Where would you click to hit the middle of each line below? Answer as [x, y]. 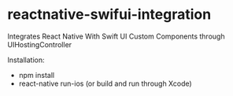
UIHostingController [40, 44]
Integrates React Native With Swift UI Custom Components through [116, 36]
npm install [37, 75]
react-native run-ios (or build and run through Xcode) [105, 83]
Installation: [26, 60]
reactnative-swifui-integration [109, 15]
